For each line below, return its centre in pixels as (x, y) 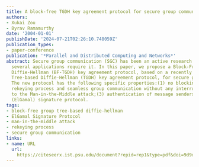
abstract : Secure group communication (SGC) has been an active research (99, 61)
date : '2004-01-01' (30, 34)
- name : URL (21, 144)
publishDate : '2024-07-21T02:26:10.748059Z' (62, 39)
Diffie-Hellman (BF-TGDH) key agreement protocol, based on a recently (102, 72)
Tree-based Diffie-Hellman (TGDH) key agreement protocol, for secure (100, 78)
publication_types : (30, 45)
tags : (13, 105)
